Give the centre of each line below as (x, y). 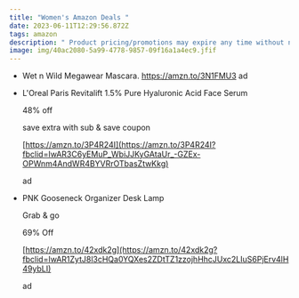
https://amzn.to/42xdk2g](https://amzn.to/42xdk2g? (121, 250)
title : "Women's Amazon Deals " (69, 17)
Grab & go (40, 215)
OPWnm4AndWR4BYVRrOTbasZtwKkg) (95, 164)
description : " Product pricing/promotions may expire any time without (147, 42)
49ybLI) (36, 269)
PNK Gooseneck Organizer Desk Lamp (93, 198)
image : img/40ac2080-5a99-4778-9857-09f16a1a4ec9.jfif (113, 51)
